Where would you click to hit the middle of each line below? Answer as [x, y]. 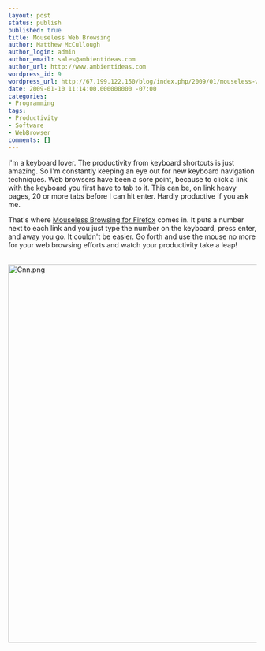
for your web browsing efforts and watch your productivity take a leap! [123, 244]
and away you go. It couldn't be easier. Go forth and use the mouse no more [132, 236]
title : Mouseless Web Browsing [60, 37]
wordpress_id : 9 [35, 74]
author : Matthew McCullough [54, 45]
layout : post [30, 15]
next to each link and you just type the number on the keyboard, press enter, [132, 228]
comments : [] [30, 140]
